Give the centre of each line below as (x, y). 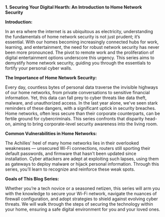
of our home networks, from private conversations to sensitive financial (78, 92)
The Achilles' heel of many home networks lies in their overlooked (72, 143)
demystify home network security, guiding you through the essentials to (78, 63)
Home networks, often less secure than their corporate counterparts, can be (82, 113)
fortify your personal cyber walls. (39, 68)
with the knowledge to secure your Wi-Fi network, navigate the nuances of (81, 194)
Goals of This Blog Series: (32, 179)
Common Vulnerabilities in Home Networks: (51, 133)
